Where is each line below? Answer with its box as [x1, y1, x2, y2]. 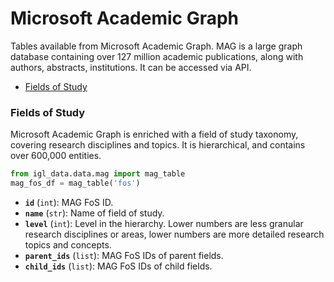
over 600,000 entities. [10, 150, 102, 162]
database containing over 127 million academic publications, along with [10, 50, 304, 62]
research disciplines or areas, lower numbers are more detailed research [24, 228, 325, 240]
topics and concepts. [24, 238, 112, 251]
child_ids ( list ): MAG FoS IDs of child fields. [24, 260, 213, 272]
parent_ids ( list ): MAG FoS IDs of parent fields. [24, 249, 224, 261]
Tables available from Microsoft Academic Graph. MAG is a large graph [10, 40, 303, 52]
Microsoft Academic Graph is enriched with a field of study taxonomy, [10, 128, 299, 141]
